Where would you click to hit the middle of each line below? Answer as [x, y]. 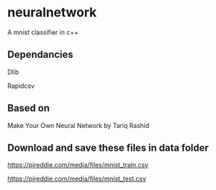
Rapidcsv [21, 86]
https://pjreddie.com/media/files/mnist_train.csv [78, 165]
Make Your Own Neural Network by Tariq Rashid [78, 125]
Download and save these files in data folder [108, 147]
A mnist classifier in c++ [43, 32]
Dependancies [40, 55]
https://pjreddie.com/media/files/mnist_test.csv [77, 179]
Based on [29, 108]
